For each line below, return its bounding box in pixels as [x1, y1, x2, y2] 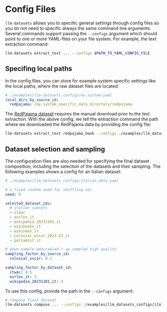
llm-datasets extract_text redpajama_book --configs [5, 131, 117, 136]
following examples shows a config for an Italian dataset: [5, 168, 122, 175]
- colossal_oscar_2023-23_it [9, 233, 70, 238]
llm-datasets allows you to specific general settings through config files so [5, 20, 159, 26]
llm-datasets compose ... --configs [5, 302, 81, 307]
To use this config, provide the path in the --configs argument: [5, 288, 134, 294]
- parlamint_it [9, 238, 41, 243]
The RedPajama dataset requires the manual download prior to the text [5, 111, 150, 117]
